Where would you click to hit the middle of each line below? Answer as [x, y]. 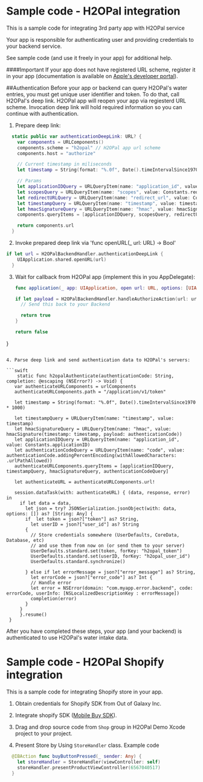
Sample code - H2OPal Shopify [85, 662]
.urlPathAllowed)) [29, 461]
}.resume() [33, 614]
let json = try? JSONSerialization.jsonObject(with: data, [101, 508]
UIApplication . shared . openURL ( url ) [62, 259]
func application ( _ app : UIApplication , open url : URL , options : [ [102, 288]
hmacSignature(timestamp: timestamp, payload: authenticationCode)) [94, 434]
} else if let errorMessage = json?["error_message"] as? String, [111, 572]
